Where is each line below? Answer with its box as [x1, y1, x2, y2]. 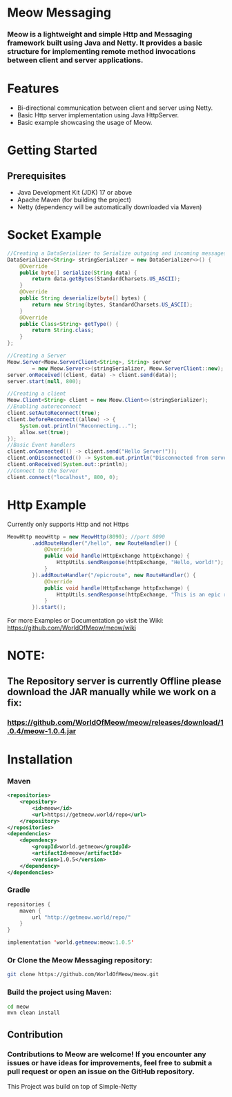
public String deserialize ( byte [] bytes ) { [19, 295, 147, 302]
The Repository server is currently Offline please [7, 675, 222, 687]
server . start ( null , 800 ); [7, 378, 81, 385]
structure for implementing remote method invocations [7, 47, 196, 57]
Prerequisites [7, 170, 66, 182]
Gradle [7, 885, 30, 895]
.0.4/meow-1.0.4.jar [7, 726, 77, 736]
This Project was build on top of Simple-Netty [7, 1082, 137, 1090]
